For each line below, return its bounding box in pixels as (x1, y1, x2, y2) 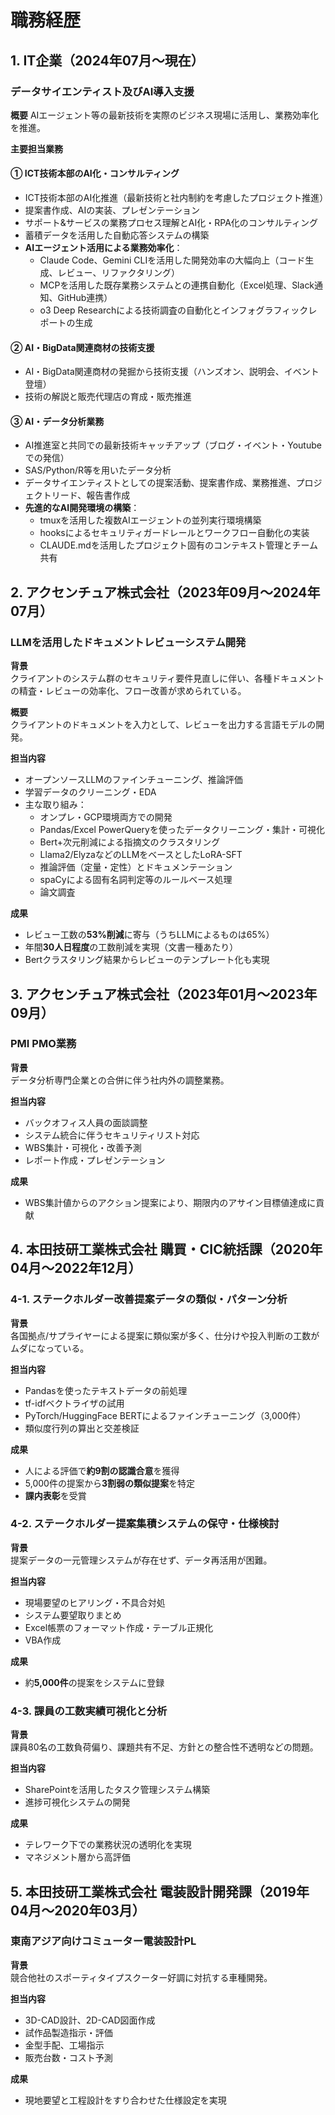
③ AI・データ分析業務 (10, 415, 105, 427)
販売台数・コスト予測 (24, 2051, 113, 2063)
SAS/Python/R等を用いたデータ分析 (24, 464, 172, 476)
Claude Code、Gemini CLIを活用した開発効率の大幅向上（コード (39, 254, 306, 266)
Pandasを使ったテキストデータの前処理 (24, 1384, 188, 1396)
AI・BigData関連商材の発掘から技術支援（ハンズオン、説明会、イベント (24, 366, 320, 378)
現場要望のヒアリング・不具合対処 (24, 1596, 166, 1608)
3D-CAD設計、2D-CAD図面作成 (24, 2014, 156, 2026)
